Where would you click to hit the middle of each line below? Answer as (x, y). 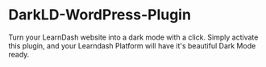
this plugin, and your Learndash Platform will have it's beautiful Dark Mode (132, 45)
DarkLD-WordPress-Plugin (100, 15)
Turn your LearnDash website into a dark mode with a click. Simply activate (133, 37)
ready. (19, 54)
